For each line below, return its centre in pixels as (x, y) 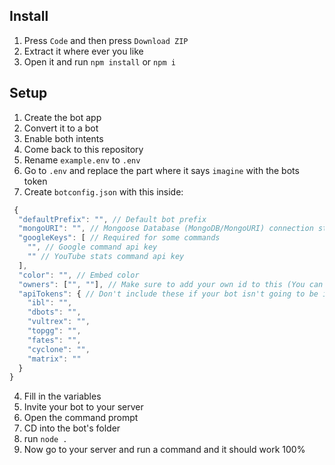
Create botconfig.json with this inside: (103, 191)
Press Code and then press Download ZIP (106, 40)
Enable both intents (63, 138)
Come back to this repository (83, 149)
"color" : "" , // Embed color (79, 275)
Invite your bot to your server (83, 407)
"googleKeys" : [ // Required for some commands (119, 238)
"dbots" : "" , (54, 312)
